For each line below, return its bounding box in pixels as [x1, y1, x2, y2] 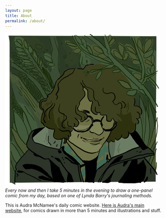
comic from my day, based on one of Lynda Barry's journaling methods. [5, 193, 153, 199]
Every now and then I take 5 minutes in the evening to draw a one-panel [5, 187, 153, 193]
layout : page [5, 8, 32, 13]
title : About [5, 13, 32, 18]
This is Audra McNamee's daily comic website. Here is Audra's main [5, 202, 145, 208]
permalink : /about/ [5, 18, 46, 23]
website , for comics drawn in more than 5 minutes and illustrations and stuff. [5, 208, 162, 214]
